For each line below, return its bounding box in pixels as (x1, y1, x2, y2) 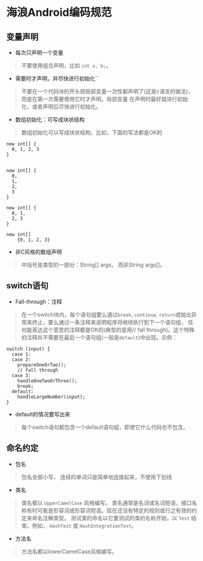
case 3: (12, 372, 32, 378)
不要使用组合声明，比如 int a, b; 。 (21, 62, 112, 69)
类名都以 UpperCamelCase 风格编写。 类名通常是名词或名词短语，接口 (21, 499, 192, 506)
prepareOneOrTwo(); (17, 361, 67, 368)
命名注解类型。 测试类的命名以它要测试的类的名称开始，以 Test (32, 514, 190, 521)
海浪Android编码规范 (6, 5, 112, 19)
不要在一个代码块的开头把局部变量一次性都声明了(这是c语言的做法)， (21, 88, 194, 95)
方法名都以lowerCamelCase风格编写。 (21, 548, 117, 555)
